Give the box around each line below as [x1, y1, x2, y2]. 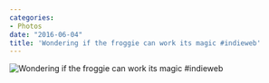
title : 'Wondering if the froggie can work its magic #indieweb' [9, 38, 261, 48]
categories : [9, 13, 54, 23]
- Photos [9, 22, 43, 31]
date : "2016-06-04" [9, 30, 83, 39]
